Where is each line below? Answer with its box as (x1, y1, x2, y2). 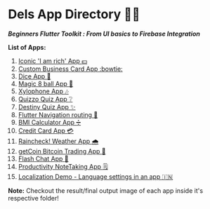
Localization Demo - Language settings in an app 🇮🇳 (18, 172, 173, 181)
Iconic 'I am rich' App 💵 (18, 56, 88, 65)
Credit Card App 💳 (18, 126, 74, 135)
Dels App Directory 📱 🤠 (8, 6, 140, 22)
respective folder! (8, 194, 59, 202)
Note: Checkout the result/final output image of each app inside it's (8, 186, 203, 195)
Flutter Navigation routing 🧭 (18, 110, 98, 119)
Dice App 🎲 (18, 72, 51, 80)
